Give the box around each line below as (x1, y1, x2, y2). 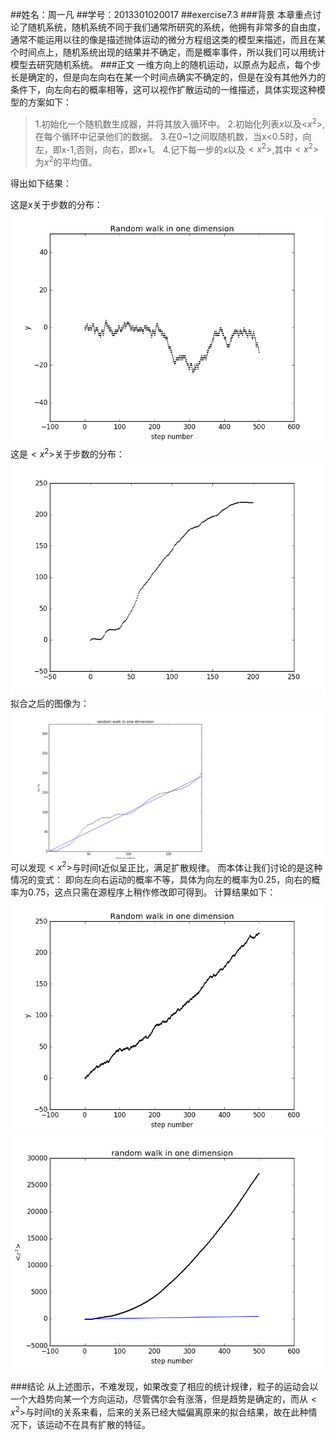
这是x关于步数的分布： (10, 198, 103, 210)
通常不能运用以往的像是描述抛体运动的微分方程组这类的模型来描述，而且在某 (10, 34, 326, 45)
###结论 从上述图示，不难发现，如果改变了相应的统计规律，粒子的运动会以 (10, 1381, 319, 1393)
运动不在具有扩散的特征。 (44, 1419, 151, 1431)
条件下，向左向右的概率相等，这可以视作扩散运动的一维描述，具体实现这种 (10, 84, 317, 95)
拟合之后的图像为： (10, 697, 90, 709)
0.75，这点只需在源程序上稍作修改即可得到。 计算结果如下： (27, 886, 277, 898)
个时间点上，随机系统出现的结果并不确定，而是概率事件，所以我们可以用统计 (10, 46, 326, 58)
